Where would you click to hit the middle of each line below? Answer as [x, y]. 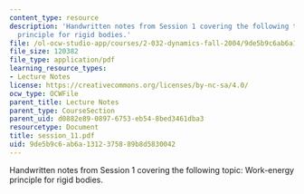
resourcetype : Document [54, 128]
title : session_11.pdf [52, 136]
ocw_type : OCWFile [44, 93]
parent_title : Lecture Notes [64, 102]
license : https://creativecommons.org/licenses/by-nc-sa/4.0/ [129, 85]
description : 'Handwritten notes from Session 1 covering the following [149, 26]
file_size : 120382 [44, 52]
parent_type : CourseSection [62, 111]
